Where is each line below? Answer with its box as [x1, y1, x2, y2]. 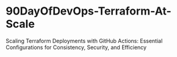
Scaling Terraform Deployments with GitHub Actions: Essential [5, 37, 163, 44]
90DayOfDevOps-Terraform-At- [5, 4, 172, 18]
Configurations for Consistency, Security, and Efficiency [5, 44, 147, 51]
